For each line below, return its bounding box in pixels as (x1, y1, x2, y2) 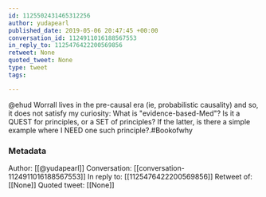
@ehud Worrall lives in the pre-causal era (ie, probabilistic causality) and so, (8, 100, 259, 109)
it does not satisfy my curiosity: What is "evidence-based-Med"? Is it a (8, 108, 241, 118)
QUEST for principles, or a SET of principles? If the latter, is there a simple (8, 116, 251, 126)
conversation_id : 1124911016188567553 (8, 33, 137, 42)
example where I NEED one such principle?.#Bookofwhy (8, 125, 194, 135)
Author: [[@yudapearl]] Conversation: (8, 163, 133, 172)
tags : (8, 71, 26, 79)
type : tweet (8, 64, 48, 72)
